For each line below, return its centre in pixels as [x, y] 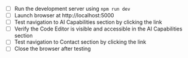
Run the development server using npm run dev [72, 9]
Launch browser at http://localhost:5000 [64, 16]
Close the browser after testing [52, 49]
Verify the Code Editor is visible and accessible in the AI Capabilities [98, 29]
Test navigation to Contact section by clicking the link [80, 42]
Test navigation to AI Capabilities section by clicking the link [88, 22]
